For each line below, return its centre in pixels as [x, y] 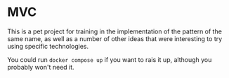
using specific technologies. [48, 46]
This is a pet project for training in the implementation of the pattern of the [115, 31]
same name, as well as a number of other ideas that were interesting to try [115, 38]
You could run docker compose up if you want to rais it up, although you [110, 59]
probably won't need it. [41, 67]
